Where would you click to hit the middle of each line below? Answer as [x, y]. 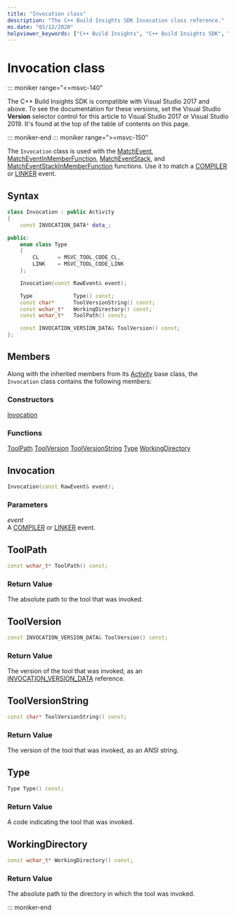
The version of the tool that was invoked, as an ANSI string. [93, 750]
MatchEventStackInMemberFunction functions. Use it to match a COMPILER [117, 166]
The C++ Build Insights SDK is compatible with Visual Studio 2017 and [109, 101]
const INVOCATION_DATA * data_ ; [66, 225]
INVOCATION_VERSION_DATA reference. [66, 679]
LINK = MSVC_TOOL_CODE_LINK [78, 264]
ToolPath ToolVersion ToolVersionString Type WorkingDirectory [99, 449]
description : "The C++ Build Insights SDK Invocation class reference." [116, 20]
